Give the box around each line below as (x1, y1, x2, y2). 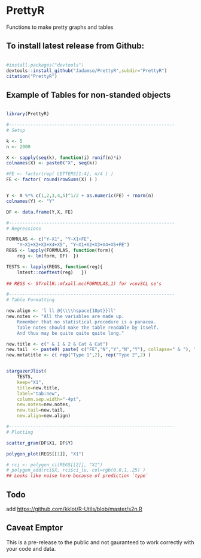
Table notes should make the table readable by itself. (17, 325, 160, 331)
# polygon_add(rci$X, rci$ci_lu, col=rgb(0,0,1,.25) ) (6, 467, 146, 473)
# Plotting (6, 429, 33, 435)
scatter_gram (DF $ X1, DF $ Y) (6, 440, 74, 446)
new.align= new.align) (17, 413, 71, 419)
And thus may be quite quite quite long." (17, 330, 124, 336)
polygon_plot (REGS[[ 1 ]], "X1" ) (6, 451, 84, 457)
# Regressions (6, 226, 42, 232)
